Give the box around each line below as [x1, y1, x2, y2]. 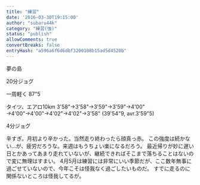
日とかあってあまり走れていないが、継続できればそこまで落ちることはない [6, 150, 189, 157]
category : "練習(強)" [6, 25, 57, 32]
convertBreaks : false [6, 43, 60, 48]
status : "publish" [6, 31, 52, 37]
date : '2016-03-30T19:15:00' [6, 14, 79, 20]
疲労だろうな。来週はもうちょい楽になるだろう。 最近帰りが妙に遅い [26, 142, 194, 150]
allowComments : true [6, 37, 58, 43]
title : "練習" [6, 8, 40, 15]
